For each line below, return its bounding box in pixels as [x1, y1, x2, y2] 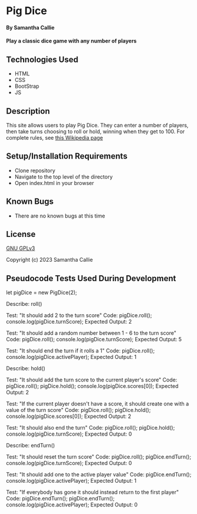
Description [6, 106, 50, 116]
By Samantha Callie [6, 24, 55, 31]
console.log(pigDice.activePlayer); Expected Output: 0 [6, 501, 138, 508]
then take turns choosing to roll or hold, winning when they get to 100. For [6, 128, 185, 135]
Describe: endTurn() [6, 442, 55, 449]
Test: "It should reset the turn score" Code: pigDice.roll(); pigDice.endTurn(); [6, 453, 192, 460]
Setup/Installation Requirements [6, 151, 128, 162]
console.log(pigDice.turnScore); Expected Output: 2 [6, 318, 132, 325]
